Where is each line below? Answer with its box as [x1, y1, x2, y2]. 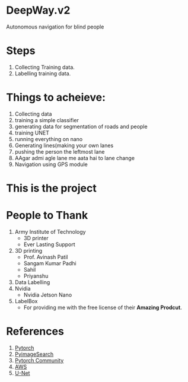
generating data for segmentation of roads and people [14, 123, 148, 130]
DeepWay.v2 [6, 4, 71, 17]
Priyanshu [23, 272, 49, 279]
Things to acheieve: [6, 91, 106, 104]
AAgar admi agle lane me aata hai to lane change [14, 154, 135, 161]
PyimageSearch [14, 351, 54, 358]
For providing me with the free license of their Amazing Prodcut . [23, 304, 182, 311]
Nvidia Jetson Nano [23, 291, 72, 298]
